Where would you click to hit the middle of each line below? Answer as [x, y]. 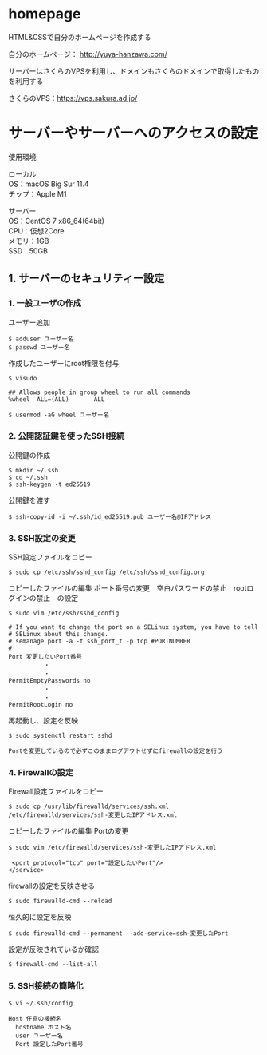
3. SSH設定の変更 [42, 538]
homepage [45, 14]
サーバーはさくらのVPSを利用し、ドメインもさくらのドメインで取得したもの [134, 71]
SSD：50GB [28, 251]
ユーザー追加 [29, 322]
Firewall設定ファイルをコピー [56, 791]
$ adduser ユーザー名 [41, 339]
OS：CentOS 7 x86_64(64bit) [57, 221]
